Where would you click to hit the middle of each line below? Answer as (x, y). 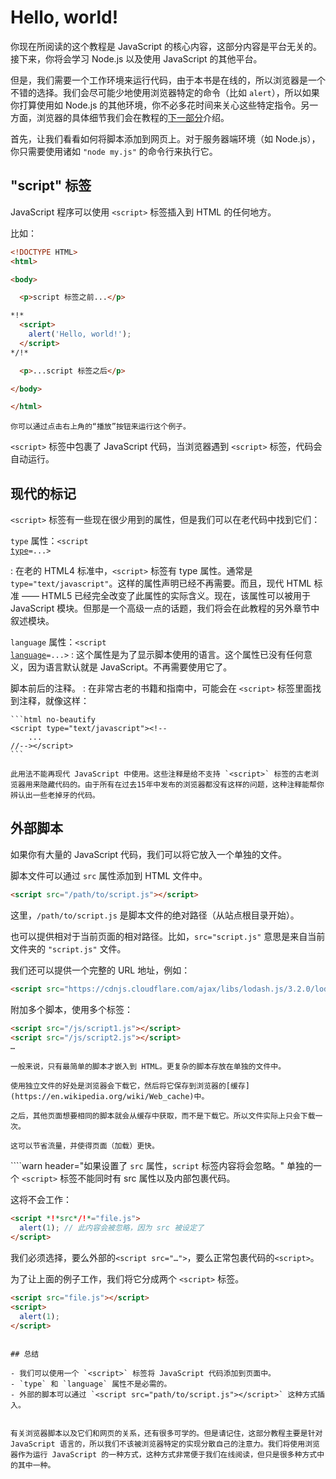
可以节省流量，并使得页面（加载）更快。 (88, 1146)
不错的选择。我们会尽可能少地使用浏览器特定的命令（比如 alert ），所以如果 (165, 92)
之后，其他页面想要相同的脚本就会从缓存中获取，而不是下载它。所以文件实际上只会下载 (163, 1116)
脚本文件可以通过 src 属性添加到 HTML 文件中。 (109, 875)
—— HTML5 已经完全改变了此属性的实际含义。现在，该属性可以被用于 (166, 596)
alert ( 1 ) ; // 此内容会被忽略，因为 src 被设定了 (112, 1228)
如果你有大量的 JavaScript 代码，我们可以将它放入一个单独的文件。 (149, 854)
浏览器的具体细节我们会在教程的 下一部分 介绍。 (133, 117)
